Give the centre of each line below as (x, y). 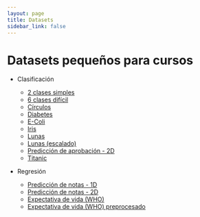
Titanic (37, 158)
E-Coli (36, 122)
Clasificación (35, 79)
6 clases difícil (48, 100)
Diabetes (40, 115)
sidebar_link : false (37, 26)
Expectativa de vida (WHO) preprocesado (86, 207)
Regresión (31, 172)
